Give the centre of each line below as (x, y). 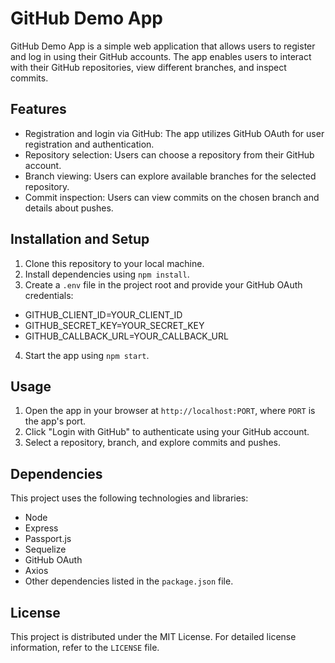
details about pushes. (69, 208)
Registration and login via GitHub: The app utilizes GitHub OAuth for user (174, 133)
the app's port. (55, 421)
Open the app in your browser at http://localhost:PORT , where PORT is (170, 411)
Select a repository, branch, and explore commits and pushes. (152, 443)
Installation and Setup (80, 239)
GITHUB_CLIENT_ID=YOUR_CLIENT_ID (103, 314)
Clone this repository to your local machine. (114, 263)
